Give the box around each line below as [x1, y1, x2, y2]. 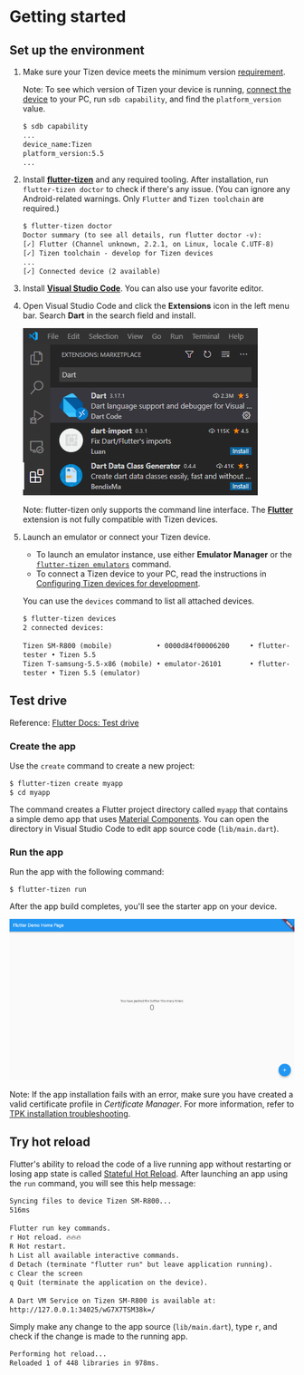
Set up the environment [9, 43, 145, 58]
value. [22, 103, 46, 114]
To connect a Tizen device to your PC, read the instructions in [35, 568, 267, 579]
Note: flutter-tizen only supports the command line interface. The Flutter [22, 505, 294, 515]
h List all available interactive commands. [9, 1251, 180, 1260]
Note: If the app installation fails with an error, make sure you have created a [9, 1089, 294, 1099]
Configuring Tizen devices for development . [35, 578, 201, 588]
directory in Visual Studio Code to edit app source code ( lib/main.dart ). [9, 823, 280, 835]
